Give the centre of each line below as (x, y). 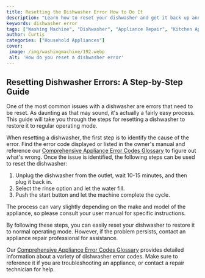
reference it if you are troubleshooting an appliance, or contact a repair (95, 263)
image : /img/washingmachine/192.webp (57, 52)
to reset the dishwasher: (37, 164)
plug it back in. (34, 182)
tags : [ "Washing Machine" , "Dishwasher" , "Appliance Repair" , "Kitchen (99, 29)
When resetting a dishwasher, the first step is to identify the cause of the (98, 137)
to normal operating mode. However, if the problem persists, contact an (96, 232)
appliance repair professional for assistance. (62, 238)
